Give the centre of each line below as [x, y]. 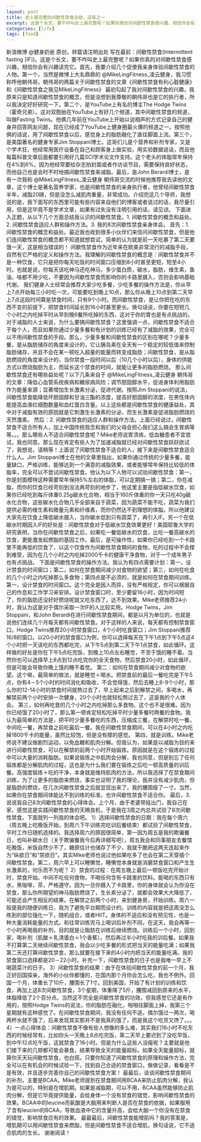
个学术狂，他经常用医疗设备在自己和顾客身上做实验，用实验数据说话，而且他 [100, 150]
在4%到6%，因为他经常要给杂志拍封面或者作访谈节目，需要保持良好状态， [99, 165]
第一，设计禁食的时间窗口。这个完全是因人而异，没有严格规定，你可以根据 [98, 585]
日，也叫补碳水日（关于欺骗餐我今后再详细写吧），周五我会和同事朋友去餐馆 [99, 840]
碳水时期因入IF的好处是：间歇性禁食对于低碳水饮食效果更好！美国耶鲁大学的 [100, 525]
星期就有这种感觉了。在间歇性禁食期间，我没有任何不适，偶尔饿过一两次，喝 [100, 1013]
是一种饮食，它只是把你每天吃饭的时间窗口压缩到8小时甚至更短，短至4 [93, 262]
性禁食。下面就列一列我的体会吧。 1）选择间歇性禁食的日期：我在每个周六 [97, 818]
